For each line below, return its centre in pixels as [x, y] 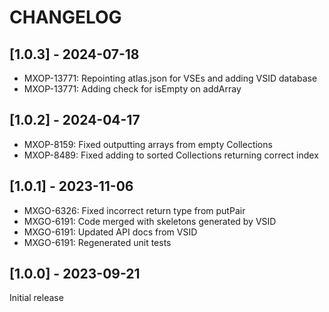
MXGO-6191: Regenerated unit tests [97, 242]
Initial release [36, 298]
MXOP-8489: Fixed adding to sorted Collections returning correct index [171, 155]
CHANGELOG [65, 17]
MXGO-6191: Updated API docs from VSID [110, 232]
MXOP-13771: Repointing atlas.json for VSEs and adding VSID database [170, 78]
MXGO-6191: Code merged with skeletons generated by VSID [150, 221]
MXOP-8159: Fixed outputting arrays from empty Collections [148, 144]
